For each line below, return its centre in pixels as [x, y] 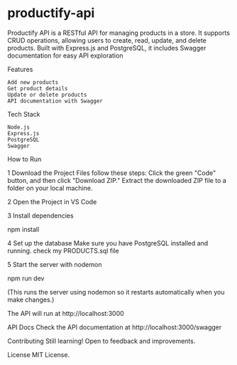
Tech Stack [24, 114]
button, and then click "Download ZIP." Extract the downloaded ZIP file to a [117, 180]
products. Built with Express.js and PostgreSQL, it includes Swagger [107, 48]
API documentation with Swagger [55, 101]
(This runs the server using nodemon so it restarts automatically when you [116, 292]
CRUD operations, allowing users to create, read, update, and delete [107, 40]
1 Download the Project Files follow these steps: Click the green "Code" [112, 173]
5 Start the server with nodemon [55, 264]
